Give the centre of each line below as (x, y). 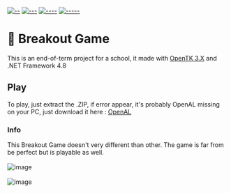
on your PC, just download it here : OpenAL (69, 111)
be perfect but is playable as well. (56, 153)
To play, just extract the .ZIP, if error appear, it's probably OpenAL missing (113, 104)
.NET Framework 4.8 (37, 65)
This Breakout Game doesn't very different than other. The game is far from (116, 145)
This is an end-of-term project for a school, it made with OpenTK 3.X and (112, 58)
